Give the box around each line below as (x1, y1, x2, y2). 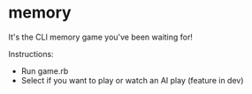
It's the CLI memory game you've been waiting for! (8, 32, 194, 42)
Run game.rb (20, 65, 69, 76)
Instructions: (8, 48, 54, 59)
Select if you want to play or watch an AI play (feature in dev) (20, 75, 244, 85)
